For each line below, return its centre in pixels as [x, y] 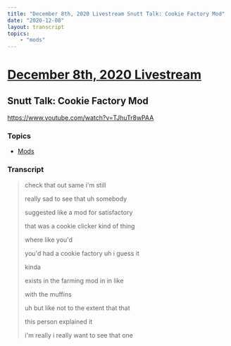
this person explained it [58, 321]
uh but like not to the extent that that [77, 308]
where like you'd [48, 240]
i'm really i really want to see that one [79, 335]
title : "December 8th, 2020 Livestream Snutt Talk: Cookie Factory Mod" [116, 14]
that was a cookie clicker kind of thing [80, 225]
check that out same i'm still [65, 185]
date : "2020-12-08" [36, 20]
